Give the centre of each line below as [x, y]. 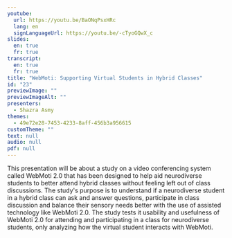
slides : [18, 39]
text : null [23, 136]
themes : [18, 116]
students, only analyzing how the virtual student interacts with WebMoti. [110, 227]
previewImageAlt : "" [37, 98]
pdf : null [21, 149]
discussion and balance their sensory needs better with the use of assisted [114, 205]
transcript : [24, 59]
